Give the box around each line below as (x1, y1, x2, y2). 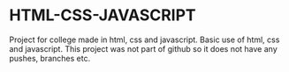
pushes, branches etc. (9, 53, 91, 63)
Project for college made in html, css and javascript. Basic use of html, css (9, 34, 280, 45)
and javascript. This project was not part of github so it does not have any (9, 43, 278, 54)
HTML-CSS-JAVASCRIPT (9, 5, 196, 25)
